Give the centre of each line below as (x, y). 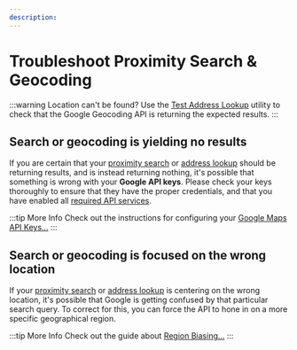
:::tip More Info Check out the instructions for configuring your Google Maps (148, 218)
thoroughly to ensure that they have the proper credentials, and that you (141, 191)
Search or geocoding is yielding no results (128, 141)
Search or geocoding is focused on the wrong (138, 255)
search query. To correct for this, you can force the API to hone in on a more (148, 309)
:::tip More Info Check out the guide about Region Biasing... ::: (121, 336)
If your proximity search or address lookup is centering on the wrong (135, 291)
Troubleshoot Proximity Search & (133, 61)
